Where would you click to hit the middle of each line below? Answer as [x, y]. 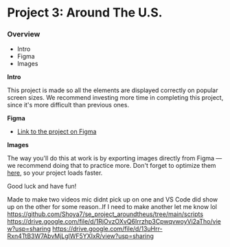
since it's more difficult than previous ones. [68, 105]
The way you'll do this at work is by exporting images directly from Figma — [115, 158]
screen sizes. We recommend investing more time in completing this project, [115, 98]
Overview [24, 34]
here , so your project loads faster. [55, 173]
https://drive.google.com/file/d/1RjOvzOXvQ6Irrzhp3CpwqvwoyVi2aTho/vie [114, 222]
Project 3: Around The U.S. [85, 13]
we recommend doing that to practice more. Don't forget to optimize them [112, 166]
